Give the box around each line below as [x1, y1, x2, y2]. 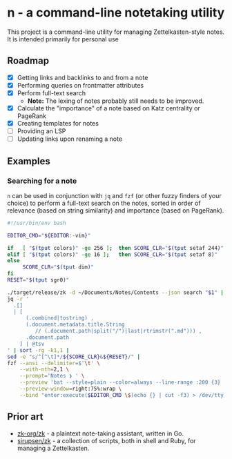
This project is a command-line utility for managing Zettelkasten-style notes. [7, 28, 225, 36]
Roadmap [7, 55, 50, 67]
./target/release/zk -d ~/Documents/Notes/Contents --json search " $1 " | [7, 289, 224, 296]
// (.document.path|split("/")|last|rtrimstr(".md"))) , [35, 328, 202, 335]
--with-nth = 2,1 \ [19, 366, 70, 373]
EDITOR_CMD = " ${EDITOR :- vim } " [7, 232, 91, 239]
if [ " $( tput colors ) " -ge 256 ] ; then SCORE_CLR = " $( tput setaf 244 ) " [7, 244, 224, 251]
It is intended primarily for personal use [7, 35, 119, 43]
